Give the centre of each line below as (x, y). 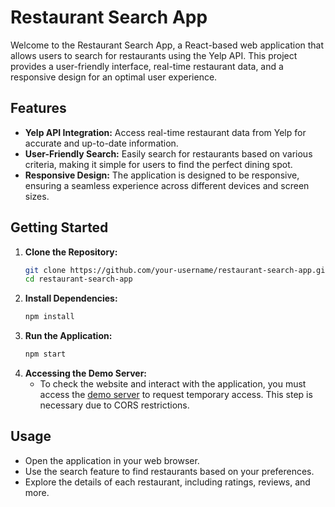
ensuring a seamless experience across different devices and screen (167, 185)
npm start (45, 354)
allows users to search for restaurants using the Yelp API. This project (154, 55)
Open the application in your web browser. (112, 460)
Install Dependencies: (71, 298)
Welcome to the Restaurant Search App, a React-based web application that (167, 45)
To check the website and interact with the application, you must (173, 384)
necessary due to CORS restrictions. (114, 405)
